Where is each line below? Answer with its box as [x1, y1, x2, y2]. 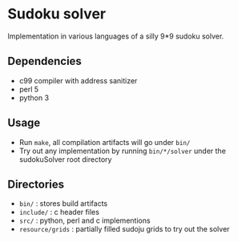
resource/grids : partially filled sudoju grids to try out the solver [18, 224, 230, 234]
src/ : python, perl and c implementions [18, 216, 151, 225]
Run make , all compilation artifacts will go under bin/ [18, 137, 191, 147]
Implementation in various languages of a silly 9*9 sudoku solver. [7, 31, 224, 41]
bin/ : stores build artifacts [18, 199, 108, 208]
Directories [7, 177, 65, 191]
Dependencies [7, 54, 82, 68]
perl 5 [18, 84, 39, 94]
